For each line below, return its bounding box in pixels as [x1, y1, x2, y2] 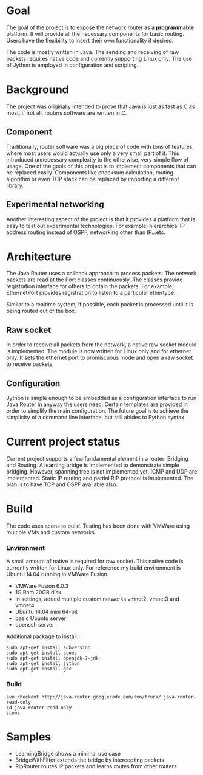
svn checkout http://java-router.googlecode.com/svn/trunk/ [6, 694, 162, 700]
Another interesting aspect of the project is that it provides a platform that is [6, 215, 196, 222]
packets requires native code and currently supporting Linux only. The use [6, 55, 192, 62]
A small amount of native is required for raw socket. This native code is [6, 557, 184, 565]
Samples [6, 730, 52, 743]
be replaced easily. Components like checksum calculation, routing [6, 168, 174, 176]
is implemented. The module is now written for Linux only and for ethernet [6, 348, 191, 355]
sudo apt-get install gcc [6, 666, 72, 672]
